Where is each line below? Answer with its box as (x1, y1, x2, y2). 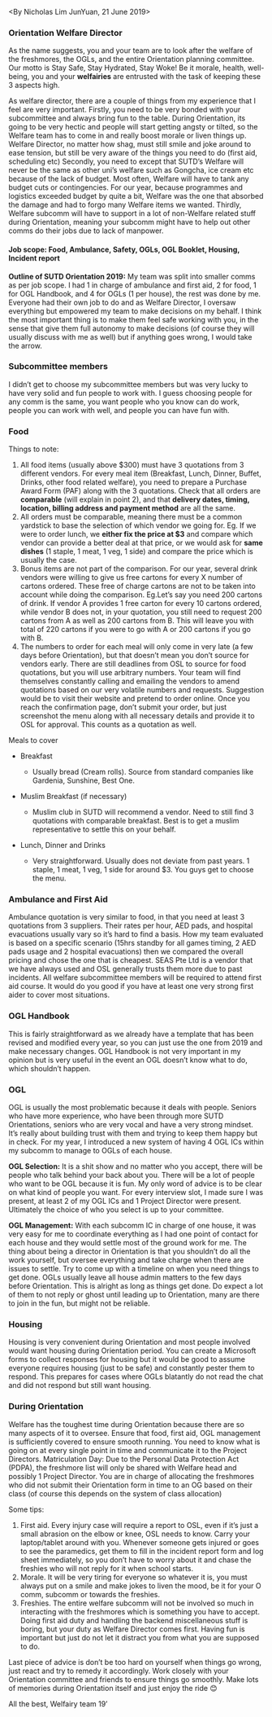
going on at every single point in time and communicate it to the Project (8, 1445, 248, 1455)
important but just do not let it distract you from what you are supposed (19, 1632, 260, 1642)
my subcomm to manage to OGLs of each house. (8, 1145, 173, 1155)
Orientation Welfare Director (8, 27, 123, 38)
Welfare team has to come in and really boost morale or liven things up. (8, 130, 247, 141)
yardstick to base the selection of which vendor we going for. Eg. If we (19, 520, 257, 530)
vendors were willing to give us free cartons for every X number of (19, 573, 244, 582)
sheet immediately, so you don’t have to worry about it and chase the (19, 1555, 252, 1565)
